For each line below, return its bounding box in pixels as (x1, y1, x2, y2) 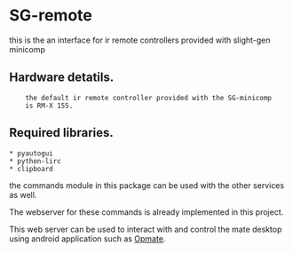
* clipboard (9, 164, 53, 173)
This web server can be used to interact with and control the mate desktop (9, 224, 282, 234)
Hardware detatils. (9, 70, 115, 85)
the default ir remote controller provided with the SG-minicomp (25, 93, 273, 102)
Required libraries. (9, 125, 114, 140)
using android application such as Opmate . (9, 233, 166, 244)
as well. (9, 189, 37, 200)
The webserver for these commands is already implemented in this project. (9, 206, 284, 217)
